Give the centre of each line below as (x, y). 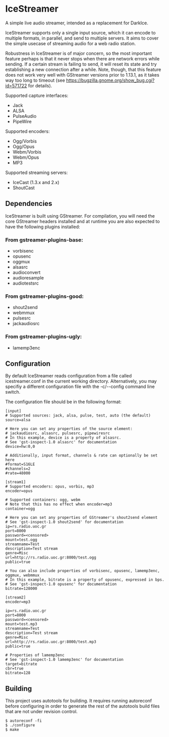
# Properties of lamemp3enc (35, 655)
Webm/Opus (26, 157)
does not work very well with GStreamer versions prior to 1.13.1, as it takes (82, 75)
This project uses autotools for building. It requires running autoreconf (79, 701)
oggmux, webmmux (22, 575)
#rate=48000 (18, 473)
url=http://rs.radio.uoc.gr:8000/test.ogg (51, 558)
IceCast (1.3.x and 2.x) (36, 182)
